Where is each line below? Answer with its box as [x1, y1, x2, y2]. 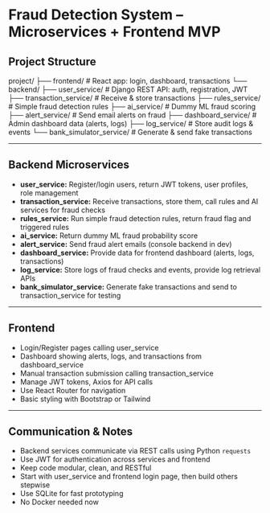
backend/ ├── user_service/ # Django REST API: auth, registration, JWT [8, 84, 248, 94]
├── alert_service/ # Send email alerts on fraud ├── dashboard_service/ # [8, 110, 257, 120]
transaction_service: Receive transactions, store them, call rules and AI [19, 196, 259, 206]
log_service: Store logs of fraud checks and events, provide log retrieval [19, 265, 261, 274]
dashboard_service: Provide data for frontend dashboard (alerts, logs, [19, 248, 255, 257]
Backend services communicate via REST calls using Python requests [19, 446, 252, 456]
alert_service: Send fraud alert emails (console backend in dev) [19, 239, 232, 248]
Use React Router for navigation [19, 385, 126, 395]
